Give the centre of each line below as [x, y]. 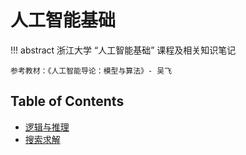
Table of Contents [67, 101]
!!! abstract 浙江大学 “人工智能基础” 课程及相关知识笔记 [123, 50]
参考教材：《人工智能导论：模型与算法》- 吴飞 [91, 71]
